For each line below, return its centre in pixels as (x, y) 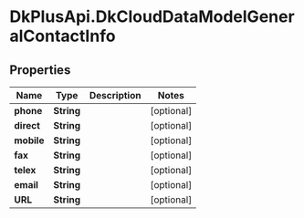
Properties (40, 70)
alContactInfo (63, 36)
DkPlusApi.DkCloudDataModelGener (152, 17)
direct (27, 125)
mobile (29, 140)
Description (115, 95)
